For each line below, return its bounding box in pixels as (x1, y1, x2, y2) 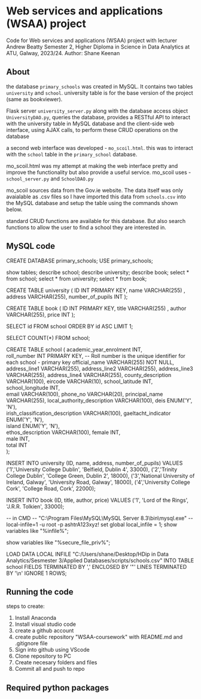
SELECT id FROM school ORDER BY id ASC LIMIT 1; (6, 323, 133, 330)
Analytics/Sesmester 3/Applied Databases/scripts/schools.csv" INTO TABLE (6, 556, 194, 564)
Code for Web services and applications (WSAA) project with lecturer (6, 37, 178, 44)
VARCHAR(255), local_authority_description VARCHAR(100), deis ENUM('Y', (6, 397, 193, 404)
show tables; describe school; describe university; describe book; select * (6, 269, 190, 276)
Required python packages (6, 682, 109, 693)
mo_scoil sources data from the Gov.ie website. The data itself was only (6, 186, 184, 194)
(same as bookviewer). (6, 95, 63, 103)
